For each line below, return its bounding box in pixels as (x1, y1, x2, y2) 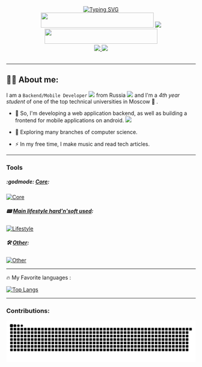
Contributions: (6, 306, 50, 315)
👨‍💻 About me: (6, 75, 59, 85)
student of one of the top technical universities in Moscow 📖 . (6, 97, 158, 105)
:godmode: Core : (6, 178, 50, 185)
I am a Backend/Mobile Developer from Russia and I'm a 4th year (6, 91, 180, 99)
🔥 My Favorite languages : (6, 274, 72, 281)
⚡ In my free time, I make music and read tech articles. (14, 140, 150, 147)
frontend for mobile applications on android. (14, 117, 124, 124)
